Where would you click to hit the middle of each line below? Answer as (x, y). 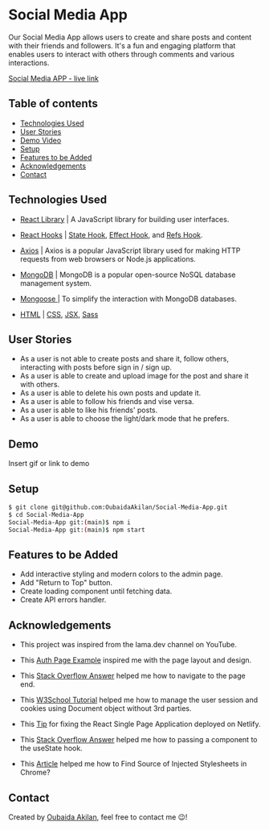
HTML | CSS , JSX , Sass (59, 314)
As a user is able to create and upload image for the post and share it (134, 376)
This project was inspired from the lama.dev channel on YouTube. (128, 645)
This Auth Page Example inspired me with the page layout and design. (136, 660)
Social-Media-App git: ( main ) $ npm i (69, 522)
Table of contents (53, 103)
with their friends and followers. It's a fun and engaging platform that (122, 45)
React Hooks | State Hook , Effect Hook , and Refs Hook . (111, 234)
